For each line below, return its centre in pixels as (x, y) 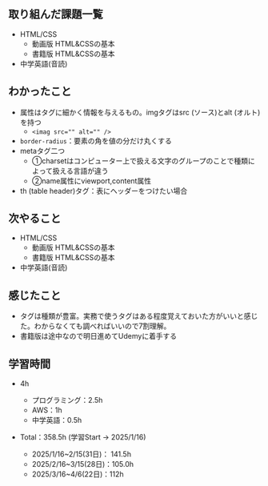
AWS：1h (47, 410)
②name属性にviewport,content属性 (92, 181)
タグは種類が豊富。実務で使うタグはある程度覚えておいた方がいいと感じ (139, 316)
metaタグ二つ (42, 151)
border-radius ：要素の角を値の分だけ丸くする (96, 141)
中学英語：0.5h (57, 420)
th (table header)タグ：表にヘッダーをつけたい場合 (104, 191)
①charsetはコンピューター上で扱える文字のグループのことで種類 (140, 161)
